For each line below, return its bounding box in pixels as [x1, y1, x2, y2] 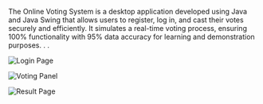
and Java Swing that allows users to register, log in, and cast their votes [8, 15, 245, 25]
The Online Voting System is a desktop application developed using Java [8, 7, 248, 16]
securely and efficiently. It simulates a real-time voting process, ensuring [8, 24, 247, 33]
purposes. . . [8, 40, 50, 50]
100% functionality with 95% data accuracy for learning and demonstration [8, 32, 255, 41]
